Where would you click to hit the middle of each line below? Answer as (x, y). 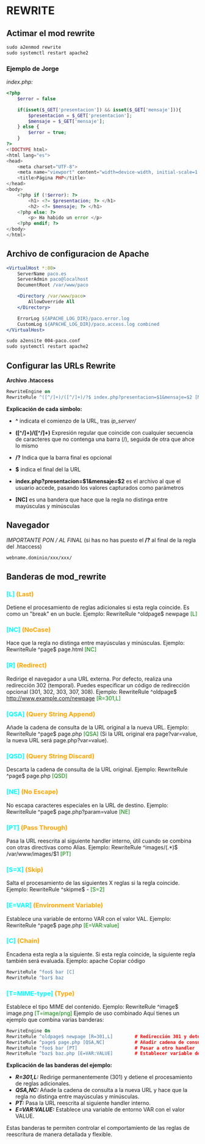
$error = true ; (48, 133)
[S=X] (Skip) (25, 869)
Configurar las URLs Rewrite (61, 365)
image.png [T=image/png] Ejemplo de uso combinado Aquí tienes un (93, 1013)
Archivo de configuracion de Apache (78, 254)
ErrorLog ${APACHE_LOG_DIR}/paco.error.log (74, 319)
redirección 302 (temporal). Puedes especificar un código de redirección (98, 685)
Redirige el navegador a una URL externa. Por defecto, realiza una (89, 679)
